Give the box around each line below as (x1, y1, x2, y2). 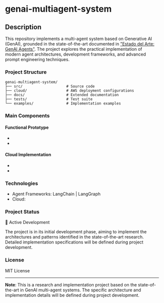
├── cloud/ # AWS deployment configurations (5, 88, 134, 93)
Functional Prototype (5, 124, 49, 130)
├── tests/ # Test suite (5, 97, 93, 102)
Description (5, 23, 41, 31)
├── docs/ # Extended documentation (5, 93, 119, 98)
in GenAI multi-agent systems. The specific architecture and (20, 287, 142, 293)
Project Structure (5, 68, 47, 75)
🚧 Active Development (5, 220, 50, 225)
